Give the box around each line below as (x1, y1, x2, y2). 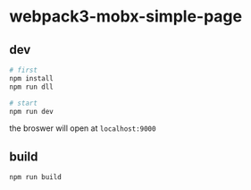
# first (9, 65, 38, 74)
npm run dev (9, 107, 54, 116)
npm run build (9, 173, 63, 182)
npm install (9, 73, 54, 82)
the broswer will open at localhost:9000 (9, 123, 156, 134)
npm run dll (9, 82, 54, 91)
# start (9, 99, 38, 108)
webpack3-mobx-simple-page (9, 6, 243, 27)
